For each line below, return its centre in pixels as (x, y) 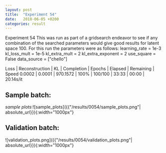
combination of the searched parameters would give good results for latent (82, 43)
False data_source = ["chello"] (36, 59)
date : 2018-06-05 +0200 (32, 19)
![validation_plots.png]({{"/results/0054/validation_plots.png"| (69, 140)
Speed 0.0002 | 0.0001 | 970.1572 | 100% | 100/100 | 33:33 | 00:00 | (75, 74)
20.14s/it (14, 79)
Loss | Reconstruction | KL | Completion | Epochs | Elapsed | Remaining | (80, 69)
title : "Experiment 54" (31, 14)
